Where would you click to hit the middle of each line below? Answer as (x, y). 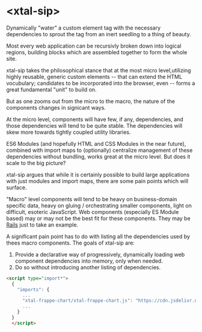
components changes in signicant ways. (56, 107)
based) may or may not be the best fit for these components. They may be (98, 218)
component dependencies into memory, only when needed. (89, 261)
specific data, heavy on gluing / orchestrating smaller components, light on (99, 205)
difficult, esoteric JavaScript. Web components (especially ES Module (93, 211)
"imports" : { (33, 290)
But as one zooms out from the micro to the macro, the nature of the (91, 101)
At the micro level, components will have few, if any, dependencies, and (95, 119)
